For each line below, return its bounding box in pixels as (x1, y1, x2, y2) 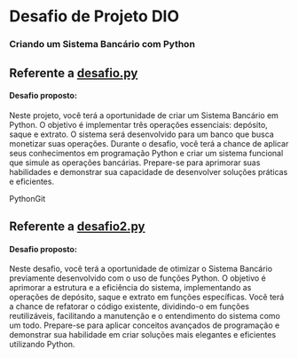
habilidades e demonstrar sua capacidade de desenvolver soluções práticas (9, 166, 288, 177)
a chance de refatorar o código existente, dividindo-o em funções (9, 301, 250, 312)
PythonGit (9, 193, 46, 203)
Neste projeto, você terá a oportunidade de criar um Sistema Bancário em (9, 109, 279, 121)
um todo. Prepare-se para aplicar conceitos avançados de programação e (9, 320, 280, 330)
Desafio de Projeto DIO (9, 6, 180, 27)
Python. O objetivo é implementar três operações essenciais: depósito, (9, 119, 268, 130)
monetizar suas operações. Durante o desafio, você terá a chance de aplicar (9, 138, 289, 148)
